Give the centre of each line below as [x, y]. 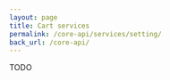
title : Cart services [50, 26]
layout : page [34, 17]
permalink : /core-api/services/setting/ [86, 34]
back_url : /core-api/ [50, 42]
